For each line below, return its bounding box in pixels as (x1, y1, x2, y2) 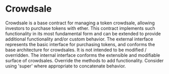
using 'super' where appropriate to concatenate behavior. (5, 63, 126, 69)
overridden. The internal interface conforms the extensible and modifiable (5, 52, 160, 58)
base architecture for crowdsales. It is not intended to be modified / (5, 47, 147, 53)
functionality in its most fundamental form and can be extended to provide (5, 30, 161, 36)
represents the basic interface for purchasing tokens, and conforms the (5, 41, 155, 47)
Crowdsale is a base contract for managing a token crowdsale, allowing (5, 20, 155, 26)
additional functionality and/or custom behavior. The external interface (5, 36, 154, 42)
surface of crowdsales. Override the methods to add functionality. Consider (5, 57, 164, 63)
